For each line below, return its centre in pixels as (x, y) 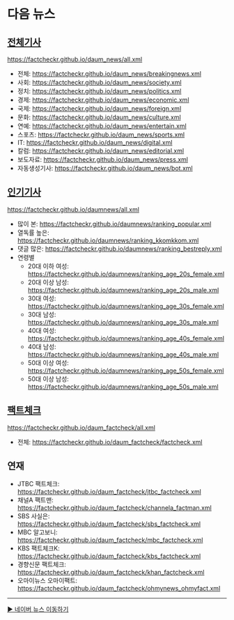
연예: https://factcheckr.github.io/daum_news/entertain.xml (102, 126)
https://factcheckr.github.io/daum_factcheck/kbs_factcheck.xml (109, 556)
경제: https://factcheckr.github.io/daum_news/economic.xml (103, 100)
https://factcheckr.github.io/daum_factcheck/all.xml (81, 427)
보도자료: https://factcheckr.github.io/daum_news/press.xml (102, 160)
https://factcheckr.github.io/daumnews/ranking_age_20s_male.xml (123, 290)
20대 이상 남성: (48, 282)
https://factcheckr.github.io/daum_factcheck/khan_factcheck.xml (111, 573)
